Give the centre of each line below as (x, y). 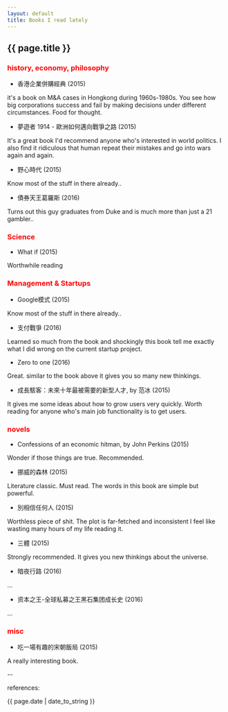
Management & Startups (49, 284)
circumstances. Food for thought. (55, 112)
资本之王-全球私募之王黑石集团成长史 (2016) (80, 600)
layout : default (30, 14)
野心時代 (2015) (39, 170)
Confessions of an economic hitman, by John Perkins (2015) (103, 444)
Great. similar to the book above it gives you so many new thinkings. (104, 376)
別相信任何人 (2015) (45, 507)
